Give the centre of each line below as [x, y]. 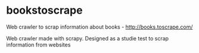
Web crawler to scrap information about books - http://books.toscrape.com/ [99, 27]
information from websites [38, 45]
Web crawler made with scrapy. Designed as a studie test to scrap [87, 38]
